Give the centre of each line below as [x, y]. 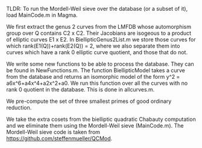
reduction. [19, 107]
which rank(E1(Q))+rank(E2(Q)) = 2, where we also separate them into [93, 46]
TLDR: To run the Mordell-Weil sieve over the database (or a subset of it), [97, 9]
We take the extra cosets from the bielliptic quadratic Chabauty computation [101, 119]
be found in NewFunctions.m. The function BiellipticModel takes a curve [96, 70]
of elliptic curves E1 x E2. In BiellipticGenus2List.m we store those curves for [101, 39]
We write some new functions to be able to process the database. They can [100, 64]
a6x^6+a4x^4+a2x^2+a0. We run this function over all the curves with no [97, 83]
